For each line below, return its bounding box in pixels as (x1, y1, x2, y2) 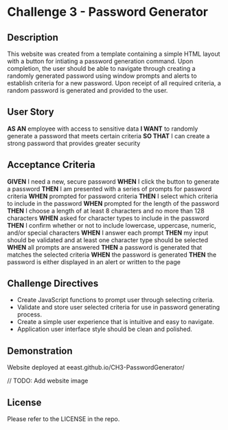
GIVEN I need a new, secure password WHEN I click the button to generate (7, 177, 220, 186)
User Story (7, 106, 54, 118)
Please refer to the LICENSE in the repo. (7, 415, 120, 423)
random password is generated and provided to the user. (7, 87, 168, 94)
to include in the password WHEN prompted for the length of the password (7, 199, 220, 207)
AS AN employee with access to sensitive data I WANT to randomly (7, 125, 198, 133)
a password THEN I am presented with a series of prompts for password (7, 184, 212, 193)
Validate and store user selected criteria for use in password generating (16, 303, 220, 312)
